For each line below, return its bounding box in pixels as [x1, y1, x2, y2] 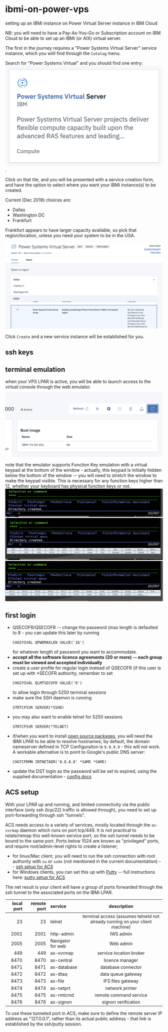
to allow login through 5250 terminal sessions [12, 689, 106, 695]
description [108, 903, 133, 909]
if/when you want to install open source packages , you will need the [12, 733, 153, 739]
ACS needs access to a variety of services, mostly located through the [5, 821, 150, 828]
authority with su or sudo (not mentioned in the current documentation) [12, 858, 158, 864]
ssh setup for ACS [15, 863, 53, 870]
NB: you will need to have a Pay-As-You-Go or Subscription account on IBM [5, 30, 161, 36]
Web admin [109, 941, 133, 947]
